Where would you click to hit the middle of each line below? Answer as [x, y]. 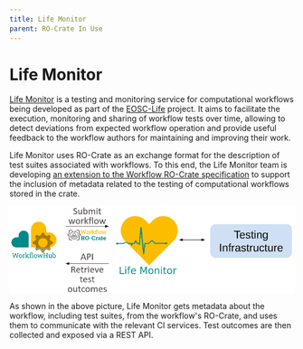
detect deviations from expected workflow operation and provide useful [143, 128]
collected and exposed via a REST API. [81, 335]
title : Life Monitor [48, 19]
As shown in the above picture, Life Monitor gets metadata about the [137, 306]
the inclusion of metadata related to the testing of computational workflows [149, 184]
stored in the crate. [45, 193]
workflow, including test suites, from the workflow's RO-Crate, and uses [143, 316]
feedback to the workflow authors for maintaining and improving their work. [150, 138]
